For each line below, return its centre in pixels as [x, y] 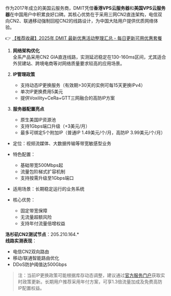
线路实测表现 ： [21, 241]
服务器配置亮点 [28, 109]
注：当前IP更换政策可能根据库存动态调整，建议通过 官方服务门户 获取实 [91, 275]
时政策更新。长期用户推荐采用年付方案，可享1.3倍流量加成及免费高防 [90, 282]
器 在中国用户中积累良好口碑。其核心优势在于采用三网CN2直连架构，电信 [82, 14]
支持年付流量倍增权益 [43, 223]
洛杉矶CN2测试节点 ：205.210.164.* [42, 234]
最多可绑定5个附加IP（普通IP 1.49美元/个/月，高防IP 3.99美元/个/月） [93, 132]
